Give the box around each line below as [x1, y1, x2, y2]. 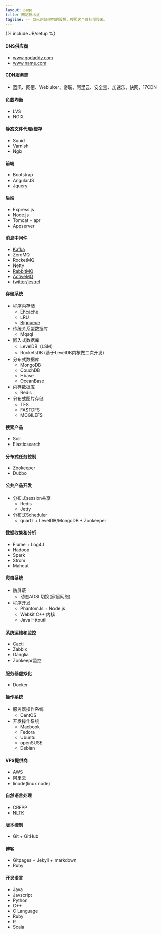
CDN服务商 [5, 72, 29, 78]
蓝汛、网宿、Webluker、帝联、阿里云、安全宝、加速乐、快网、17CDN [12, 84, 157, 90]
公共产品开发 [5, 482, 32, 488]
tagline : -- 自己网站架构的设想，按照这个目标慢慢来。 [5, 17, 107, 22]
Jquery [12, 183, 28, 189]
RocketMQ [12, 257, 35, 263]
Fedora [20, 729, 35, 735]
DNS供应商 [5, 42, 28, 49]
